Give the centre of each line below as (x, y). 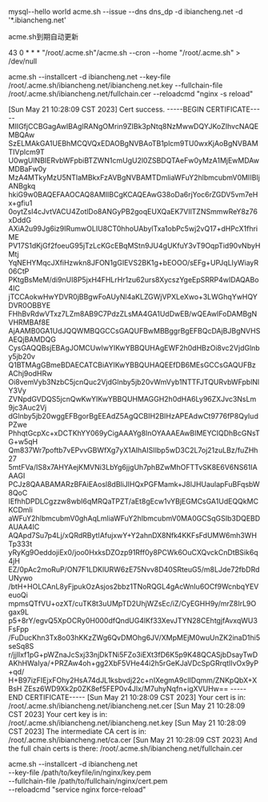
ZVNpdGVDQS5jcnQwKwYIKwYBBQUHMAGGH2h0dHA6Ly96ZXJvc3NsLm (132, 399)
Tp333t (20, 544)
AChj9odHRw (30, 373)
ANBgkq (22, 186)
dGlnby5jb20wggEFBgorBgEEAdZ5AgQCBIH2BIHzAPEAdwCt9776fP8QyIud (133, 416)
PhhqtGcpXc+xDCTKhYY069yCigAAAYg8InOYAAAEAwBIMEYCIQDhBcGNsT (134, 433)
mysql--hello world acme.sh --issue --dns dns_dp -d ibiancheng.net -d (126, 12)
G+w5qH (23, 442)
